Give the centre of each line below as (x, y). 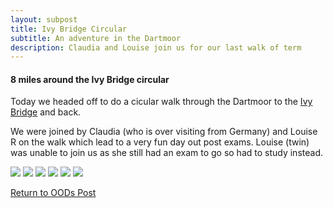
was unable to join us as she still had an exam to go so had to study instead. (166, 153)
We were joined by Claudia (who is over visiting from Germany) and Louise (164, 132)
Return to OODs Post (53, 193)
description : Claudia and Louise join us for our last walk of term (156, 47)
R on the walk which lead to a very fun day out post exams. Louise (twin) (160, 142)
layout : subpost (44, 19)
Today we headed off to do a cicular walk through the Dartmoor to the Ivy (161, 102)
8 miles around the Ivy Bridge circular (90, 79)
